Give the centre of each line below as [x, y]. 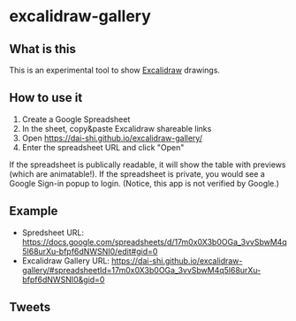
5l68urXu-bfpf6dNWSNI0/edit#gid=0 [90, 251]
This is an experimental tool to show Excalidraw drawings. [115, 70]
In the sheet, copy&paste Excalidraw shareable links [117, 128]
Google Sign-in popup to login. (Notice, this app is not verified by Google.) [144, 183]
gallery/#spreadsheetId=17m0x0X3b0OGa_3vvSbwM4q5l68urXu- [141, 270]
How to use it [46, 98]
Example [34, 211]
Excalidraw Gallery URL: [66, 260]
